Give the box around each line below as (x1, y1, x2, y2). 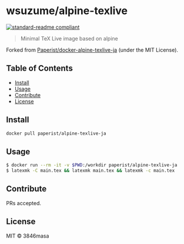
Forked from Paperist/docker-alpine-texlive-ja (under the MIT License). (6, 46, 178, 54)
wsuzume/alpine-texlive (6, 4, 128, 18)
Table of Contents (6, 63, 73, 73)
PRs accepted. (6, 199, 42, 206)
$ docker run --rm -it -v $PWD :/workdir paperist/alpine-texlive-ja (6, 162, 178, 168)
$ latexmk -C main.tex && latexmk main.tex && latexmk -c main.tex (6, 168, 175, 174)
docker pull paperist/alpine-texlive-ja (6, 131, 107, 136)
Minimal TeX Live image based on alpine (20, 35, 119, 42)
